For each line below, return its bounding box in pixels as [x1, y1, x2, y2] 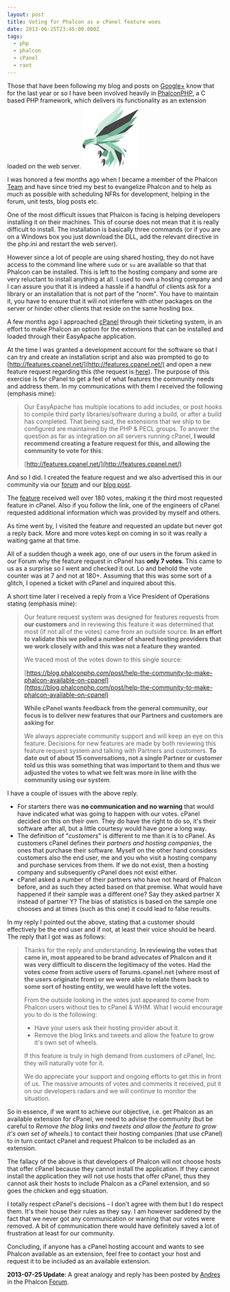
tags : [7, 33, 23, 40]
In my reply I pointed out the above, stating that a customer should [7, 918, 195, 926]
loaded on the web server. [7, 162, 81, 170]
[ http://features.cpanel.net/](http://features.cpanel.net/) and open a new [7, 360, 211, 368]
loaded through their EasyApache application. [7, 332, 136, 340]
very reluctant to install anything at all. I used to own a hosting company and [7, 275, 223, 283]
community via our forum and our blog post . [7, 480, 132, 488]
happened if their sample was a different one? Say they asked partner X [16, 890, 220, 898]
